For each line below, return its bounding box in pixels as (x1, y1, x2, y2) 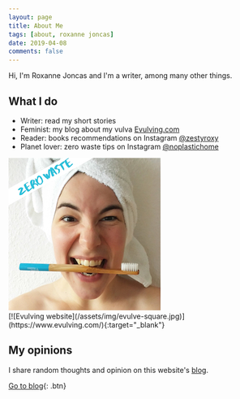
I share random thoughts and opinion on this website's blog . (8, 365, 209, 375)
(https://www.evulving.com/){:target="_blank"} (8, 319, 165, 329)
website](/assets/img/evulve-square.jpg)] (45, 311, 185, 321)
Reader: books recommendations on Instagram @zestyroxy (19, 132, 219, 142)
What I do (8, 94, 58, 108)
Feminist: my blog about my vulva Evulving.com (19, 124, 180, 134)
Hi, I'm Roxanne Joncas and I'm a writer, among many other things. (8, 71, 233, 80)
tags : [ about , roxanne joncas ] (8, 30, 114, 38)
